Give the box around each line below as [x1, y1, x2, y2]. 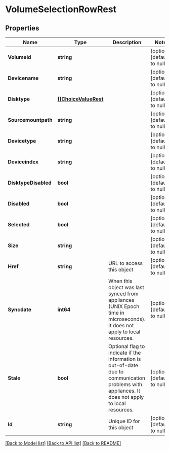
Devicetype [8, 137, 36, 144]
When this [108, 277, 133, 285]
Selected [8, 221, 30, 228]
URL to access [108, 260, 143, 267]
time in [108, 309, 125, 316]
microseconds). [108, 316, 146, 323]
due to [108, 368, 124, 375]
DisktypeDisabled [8, 179, 52, 186]
